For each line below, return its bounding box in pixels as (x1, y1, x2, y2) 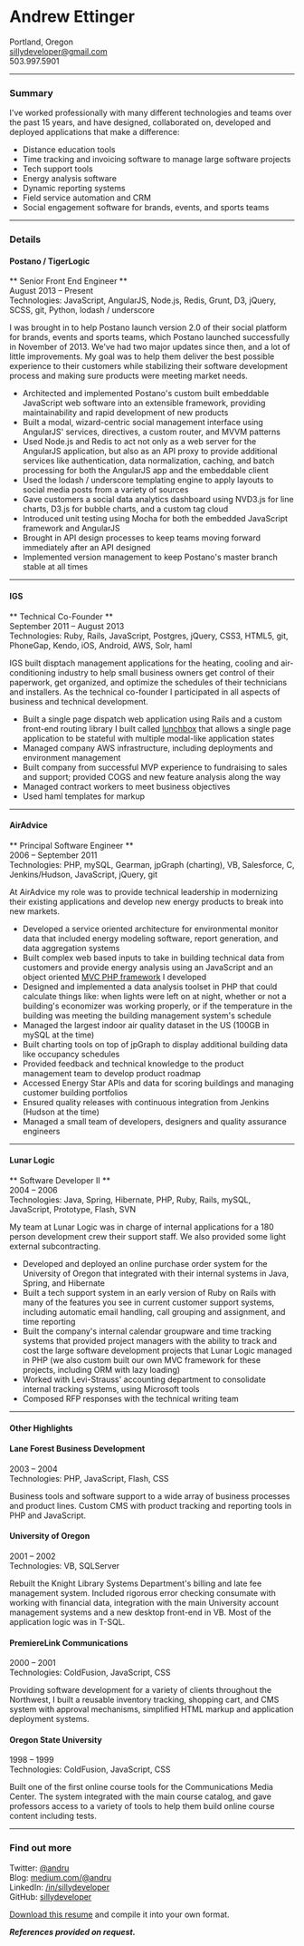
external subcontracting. (9, 1241, 101, 1251)
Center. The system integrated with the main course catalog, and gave (9, 1791, 271, 1802)
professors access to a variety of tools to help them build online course (9, 1801, 275, 1812)
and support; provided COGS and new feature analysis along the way (22, 771, 281, 782)
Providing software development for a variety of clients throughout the (9, 1685, 272, 1696)
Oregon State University (9, 1734, 102, 1745)
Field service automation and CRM (22, 192, 152, 203)
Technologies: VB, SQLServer (9, 1560, 120, 1571)
